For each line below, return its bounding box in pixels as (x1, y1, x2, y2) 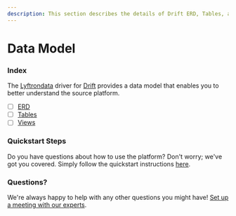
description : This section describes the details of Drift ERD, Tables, (7, 10, 225, 18)
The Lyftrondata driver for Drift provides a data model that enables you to (7, 81, 219, 90)
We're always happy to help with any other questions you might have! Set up (7, 193, 229, 201)
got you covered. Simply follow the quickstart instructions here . (7, 159, 191, 168)
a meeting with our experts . (7, 201, 87, 209)
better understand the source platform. (7, 89, 120, 97)
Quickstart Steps (7, 136, 67, 146)
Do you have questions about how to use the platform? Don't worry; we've (7, 152, 223, 161)
